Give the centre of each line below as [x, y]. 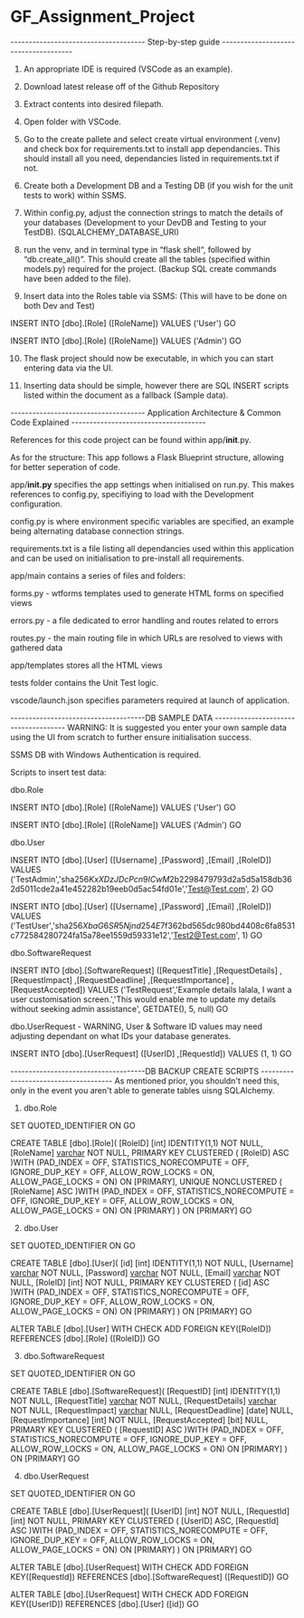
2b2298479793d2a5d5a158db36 [231, 879]
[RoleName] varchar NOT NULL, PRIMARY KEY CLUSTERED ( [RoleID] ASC [150, 1152]
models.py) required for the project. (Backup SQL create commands [150, 268]
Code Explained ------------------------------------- [108, 422]
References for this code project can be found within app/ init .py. [131, 439]
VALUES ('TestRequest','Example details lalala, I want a [190, 989]
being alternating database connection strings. [97, 531]
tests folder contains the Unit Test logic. [85, 682]
